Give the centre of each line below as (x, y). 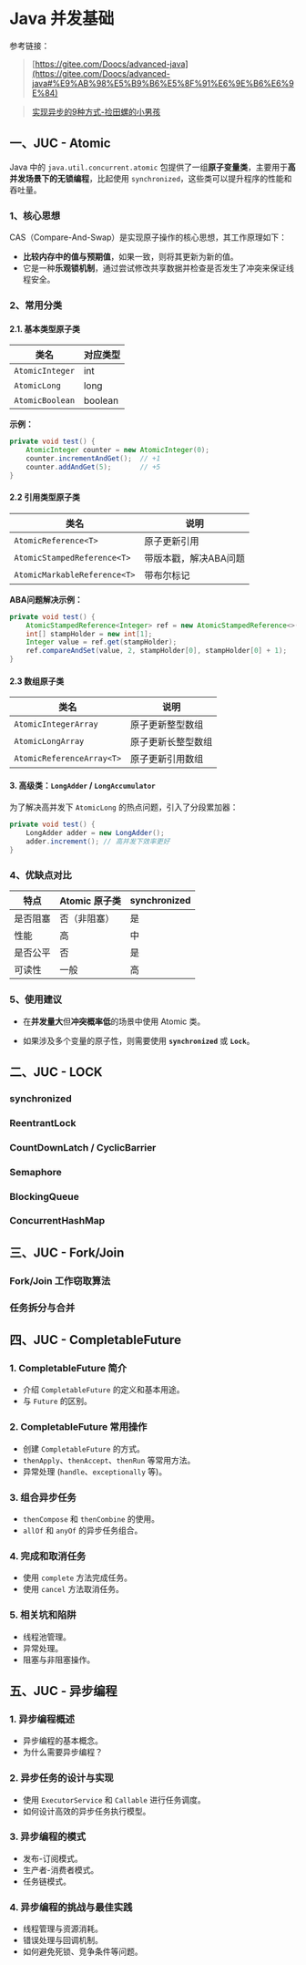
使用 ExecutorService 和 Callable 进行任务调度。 (114, 1800)
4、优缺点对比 (41, 874)
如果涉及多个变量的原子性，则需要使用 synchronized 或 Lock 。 (138, 1040)
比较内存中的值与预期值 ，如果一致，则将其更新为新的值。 (130, 257)
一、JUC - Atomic (60, 144)
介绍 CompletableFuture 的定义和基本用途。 (103, 1390)
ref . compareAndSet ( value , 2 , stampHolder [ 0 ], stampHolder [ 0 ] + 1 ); (157, 651)
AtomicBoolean (45, 401)
